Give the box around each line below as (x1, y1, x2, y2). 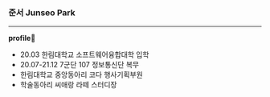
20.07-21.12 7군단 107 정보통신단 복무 (19, 60, 139, 70)
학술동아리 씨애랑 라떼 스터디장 (19, 80, 117, 90)
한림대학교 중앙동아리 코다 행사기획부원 (19, 70, 143, 79)
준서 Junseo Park (8, 6, 76, 18)
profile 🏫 (8, 34, 36, 43)
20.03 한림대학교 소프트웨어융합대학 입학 (19, 50, 149, 59)
